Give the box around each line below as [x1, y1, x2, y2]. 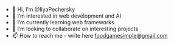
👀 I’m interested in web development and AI [12, 12, 122, 19]
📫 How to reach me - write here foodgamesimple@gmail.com [12, 32, 168, 39]
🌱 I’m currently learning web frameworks [12, 19, 114, 26]
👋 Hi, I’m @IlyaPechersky [12, 6, 75, 13]
